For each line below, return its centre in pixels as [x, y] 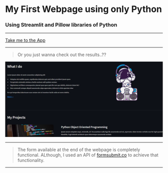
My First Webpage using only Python [84, 9]
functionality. [31, 160]
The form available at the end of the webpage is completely [79, 149]
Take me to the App [25, 40]
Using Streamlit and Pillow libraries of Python [61, 25]
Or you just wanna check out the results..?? [62, 55]
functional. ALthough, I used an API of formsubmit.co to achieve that [88, 155]
